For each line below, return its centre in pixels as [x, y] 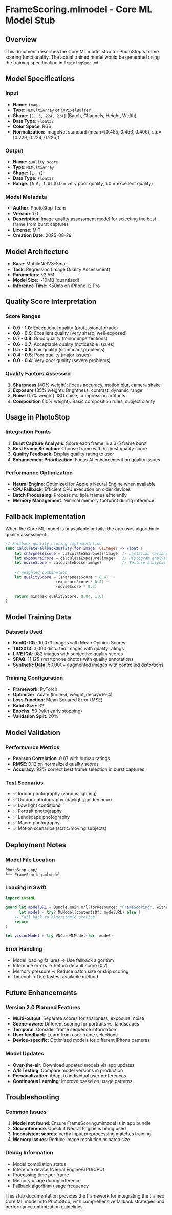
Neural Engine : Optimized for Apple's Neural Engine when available [84, 484]
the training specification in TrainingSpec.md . [52, 62]
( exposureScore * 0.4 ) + [82, 582]
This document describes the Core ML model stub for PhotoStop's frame [82, 52]
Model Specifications [40, 79]
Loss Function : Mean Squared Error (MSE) [58, 700]
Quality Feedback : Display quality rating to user [63, 454]
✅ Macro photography [36, 823]
